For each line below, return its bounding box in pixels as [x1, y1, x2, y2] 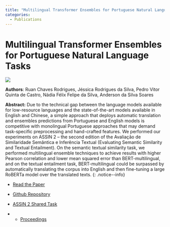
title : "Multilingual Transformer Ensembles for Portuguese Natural [5, 7, 153, 13]
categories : [5, 12, 30, 17]
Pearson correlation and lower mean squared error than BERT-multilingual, [5, 156, 160, 162]
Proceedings [20, 216, 47, 222]
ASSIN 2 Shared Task [12, 201, 57, 207]
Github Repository [12, 191, 51, 198]
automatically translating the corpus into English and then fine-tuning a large [5, 166, 165, 172]
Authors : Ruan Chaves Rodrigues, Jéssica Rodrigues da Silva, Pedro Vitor [5, 87, 160, 93]
